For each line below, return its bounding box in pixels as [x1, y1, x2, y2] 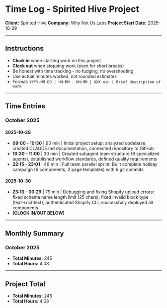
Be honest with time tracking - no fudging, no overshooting [12, 68, 134, 74]
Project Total [5, 280, 46, 288]
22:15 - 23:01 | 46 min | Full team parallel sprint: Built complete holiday [12, 161, 158, 167]
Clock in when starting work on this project [12, 57, 101, 63]
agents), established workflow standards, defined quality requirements [12, 156, 158, 162]
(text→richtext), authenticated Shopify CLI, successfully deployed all [12, 200, 153, 206]
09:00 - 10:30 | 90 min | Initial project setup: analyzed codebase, [12, 140, 147, 146]
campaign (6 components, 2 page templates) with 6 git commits [12, 166, 144, 172]
